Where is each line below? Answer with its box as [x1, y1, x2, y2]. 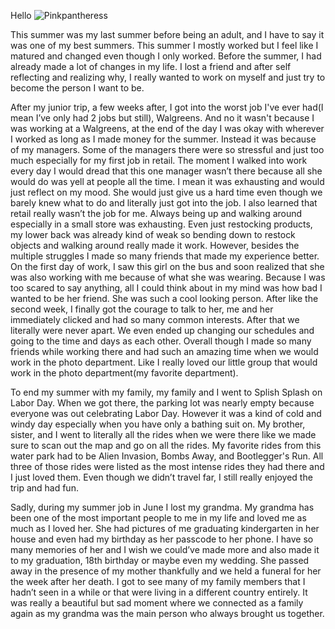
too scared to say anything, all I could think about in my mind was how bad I [10, 282, 323, 294]
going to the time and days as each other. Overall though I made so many [10, 335, 312, 347]
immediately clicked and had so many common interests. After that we [10, 314, 300, 325]
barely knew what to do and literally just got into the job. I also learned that [10, 197, 318, 209]
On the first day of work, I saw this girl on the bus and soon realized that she [10, 261, 325, 272]
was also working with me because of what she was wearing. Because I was [10, 271, 326, 283]
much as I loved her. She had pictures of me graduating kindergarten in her [10, 523, 320, 534]
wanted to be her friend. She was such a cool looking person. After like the [10, 293, 319, 304]
